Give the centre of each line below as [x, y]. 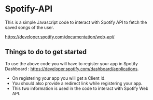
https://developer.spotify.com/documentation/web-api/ [60, 37]
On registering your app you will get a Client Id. [59, 78]
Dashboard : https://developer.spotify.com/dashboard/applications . [72, 69]
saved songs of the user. [30, 27]
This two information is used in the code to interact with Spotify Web [80, 88]
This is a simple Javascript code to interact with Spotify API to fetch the [76, 22]
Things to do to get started [46, 52]
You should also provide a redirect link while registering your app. [77, 83]
